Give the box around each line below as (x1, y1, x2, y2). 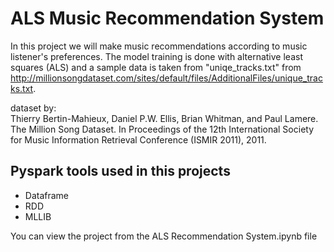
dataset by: (10, 102, 57, 114)
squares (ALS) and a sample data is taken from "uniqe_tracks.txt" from (10, 61, 302, 73)
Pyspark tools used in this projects (10, 163, 231, 180)
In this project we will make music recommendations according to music (10, 40, 308, 52)
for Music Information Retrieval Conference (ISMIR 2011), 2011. (10, 133, 267, 146)
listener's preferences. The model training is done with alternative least (10, 50, 303, 62)
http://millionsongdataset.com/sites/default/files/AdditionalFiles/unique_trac (10, 72, 323, 84)
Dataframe (24, 189, 70, 201)
